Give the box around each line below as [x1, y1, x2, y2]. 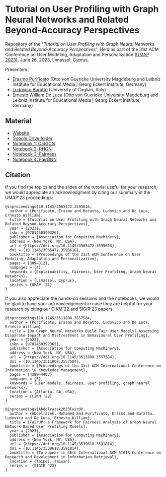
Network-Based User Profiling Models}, [5, 424, 88, 429]
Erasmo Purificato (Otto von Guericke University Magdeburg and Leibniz [12, 76, 161, 82]
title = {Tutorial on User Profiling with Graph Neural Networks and [9, 217, 157, 222]
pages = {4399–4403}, [9, 372, 55, 377]
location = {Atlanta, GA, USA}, [9, 389, 77, 394]
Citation [5, 171, 31, 179]
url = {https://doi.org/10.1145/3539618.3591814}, [9, 441, 117, 446]
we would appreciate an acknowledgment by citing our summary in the [5, 189, 151, 195]
